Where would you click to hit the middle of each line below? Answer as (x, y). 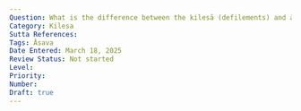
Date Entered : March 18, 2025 (66, 51)
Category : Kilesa (42, 26)
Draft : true (31, 92)
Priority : (28, 76)
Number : (24, 84)
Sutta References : (43, 34)
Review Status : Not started (62, 59)
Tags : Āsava (31, 43)
